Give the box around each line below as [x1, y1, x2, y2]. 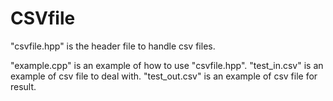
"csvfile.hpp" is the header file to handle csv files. [10, 40, 216, 52]
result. [10, 80, 37, 92]
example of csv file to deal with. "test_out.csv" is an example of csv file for [10, 70, 318, 82]
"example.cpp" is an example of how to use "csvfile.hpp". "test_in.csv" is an [10, 59, 324, 71]
